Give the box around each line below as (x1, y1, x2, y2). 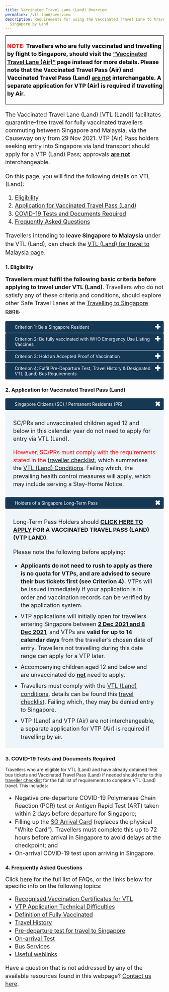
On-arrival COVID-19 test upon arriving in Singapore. (15, 849, 155, 857)
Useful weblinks (15, 951, 58, 958)
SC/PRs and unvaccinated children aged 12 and (13, 419, 139, 427)
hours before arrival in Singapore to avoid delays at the (15, 834, 161, 841)
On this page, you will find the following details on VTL (5, 172, 150, 180)
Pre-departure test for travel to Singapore (15, 927, 126, 934)
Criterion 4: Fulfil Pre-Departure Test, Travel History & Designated (15, 366, 151, 372)
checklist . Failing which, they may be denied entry (20, 698, 154, 705)
